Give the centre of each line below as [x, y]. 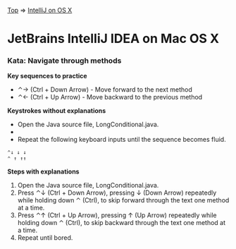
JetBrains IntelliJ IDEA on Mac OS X [113, 39]
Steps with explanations [43, 171]
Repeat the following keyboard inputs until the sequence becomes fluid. [122, 140]
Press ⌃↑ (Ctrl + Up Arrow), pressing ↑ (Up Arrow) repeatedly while [117, 215]
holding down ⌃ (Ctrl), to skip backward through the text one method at [122, 223]
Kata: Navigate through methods [64, 61]
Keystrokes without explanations [57, 111]
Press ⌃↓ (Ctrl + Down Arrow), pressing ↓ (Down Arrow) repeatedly [117, 193]
